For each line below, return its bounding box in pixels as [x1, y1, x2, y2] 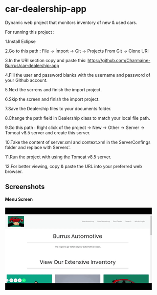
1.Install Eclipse [5, 38, 36, 44]
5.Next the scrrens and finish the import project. [5, 86, 102, 92]
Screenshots [5, 183, 45, 191]
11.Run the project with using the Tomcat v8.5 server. [5, 154, 112, 160]
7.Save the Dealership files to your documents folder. [5, 105, 112, 111]
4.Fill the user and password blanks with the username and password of [5, 72, 151, 78]
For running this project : [5, 29, 55, 35]
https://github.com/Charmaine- [87, 57, 151, 63]
